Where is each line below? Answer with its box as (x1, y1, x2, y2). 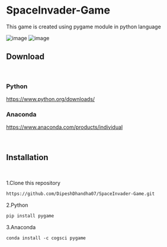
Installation (6, 152, 49, 162)
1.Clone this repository (6, 180, 61, 187)
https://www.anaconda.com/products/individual (6, 123, 123, 131)
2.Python (6, 201, 28, 209)
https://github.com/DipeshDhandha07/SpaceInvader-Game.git (6, 191, 155, 197)
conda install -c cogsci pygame (6, 235, 86, 241)
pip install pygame (6, 213, 54, 219)
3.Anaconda (6, 223, 36, 230)
